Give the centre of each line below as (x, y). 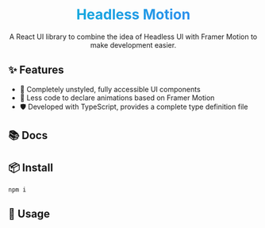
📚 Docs (28, 135)
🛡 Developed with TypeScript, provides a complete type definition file (134, 106)
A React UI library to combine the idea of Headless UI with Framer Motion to (133, 37)
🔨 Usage (29, 214)
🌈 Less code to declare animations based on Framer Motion (117, 98)
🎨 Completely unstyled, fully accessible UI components (110, 89)
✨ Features (36, 70)
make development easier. (133, 44)
